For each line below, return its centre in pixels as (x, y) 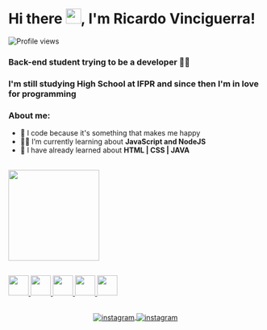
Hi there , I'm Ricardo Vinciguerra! (132, 19)
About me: (29, 115)
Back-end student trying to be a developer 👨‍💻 (99, 62)
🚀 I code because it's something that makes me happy (110, 133)
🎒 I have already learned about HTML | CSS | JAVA (104, 150)
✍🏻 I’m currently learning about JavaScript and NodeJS (113, 142)
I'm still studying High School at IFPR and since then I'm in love (134, 83)
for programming (42, 94)
